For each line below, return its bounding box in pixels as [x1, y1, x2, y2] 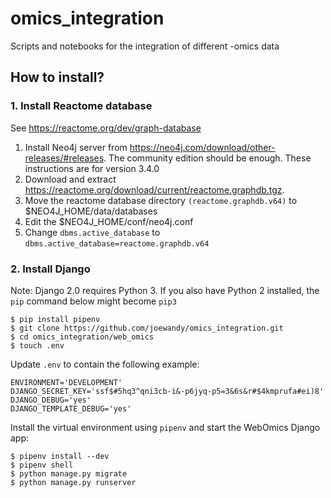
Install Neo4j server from [24, 141, 128, 153]
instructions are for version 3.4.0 [24, 162, 160, 174]
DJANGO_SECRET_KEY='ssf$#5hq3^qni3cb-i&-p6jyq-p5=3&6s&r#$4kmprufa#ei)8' [10, 386, 325, 396]
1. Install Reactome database [10, 99, 153, 113]
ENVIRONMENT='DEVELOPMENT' [10, 377, 123, 387]
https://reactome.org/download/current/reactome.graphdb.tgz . [24, 183, 285, 196]
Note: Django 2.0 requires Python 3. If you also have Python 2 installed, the [10, 284, 320, 296]
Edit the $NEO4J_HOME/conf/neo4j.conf [24, 215, 194, 227]
